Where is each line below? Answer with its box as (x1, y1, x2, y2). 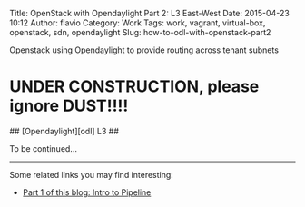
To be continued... (9, 143, 77, 153)
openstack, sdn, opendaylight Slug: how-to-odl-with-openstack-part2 (9, 27, 271, 37)
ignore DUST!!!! (9, 95, 129, 116)
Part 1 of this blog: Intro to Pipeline (22, 186, 152, 198)
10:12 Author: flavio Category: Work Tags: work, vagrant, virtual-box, (9, 17, 266, 28)
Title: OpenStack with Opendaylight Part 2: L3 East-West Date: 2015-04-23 (9, 8, 290, 18)
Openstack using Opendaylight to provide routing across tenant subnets (9, 44, 280, 55)
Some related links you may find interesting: (9, 169, 174, 180)
